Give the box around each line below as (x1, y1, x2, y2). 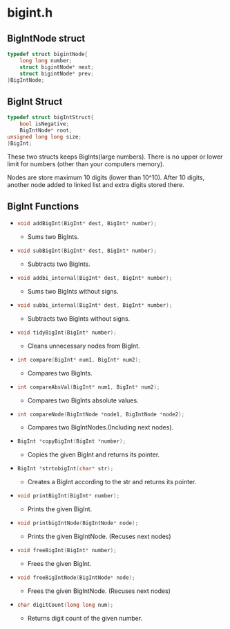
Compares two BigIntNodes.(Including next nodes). (27, 423, 174, 432)
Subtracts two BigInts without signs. (27, 314, 131, 323)
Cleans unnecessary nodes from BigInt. (27, 342, 140, 350)
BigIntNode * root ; (19, 127, 73, 134)
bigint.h (7, 5, 53, 21)
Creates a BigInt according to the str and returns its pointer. (27, 478, 197, 486)
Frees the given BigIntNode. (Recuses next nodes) (27, 587, 171, 595)
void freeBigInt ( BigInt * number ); (17, 547, 117, 553)
